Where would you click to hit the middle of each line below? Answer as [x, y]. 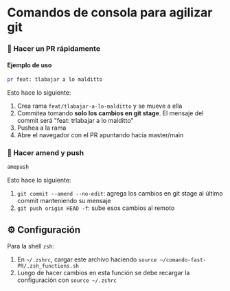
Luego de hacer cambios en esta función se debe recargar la [103, 273]
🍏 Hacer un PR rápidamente [54, 49]
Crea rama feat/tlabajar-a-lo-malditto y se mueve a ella [100, 106]
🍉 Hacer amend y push [46, 153]
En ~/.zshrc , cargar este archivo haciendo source [87, 259]
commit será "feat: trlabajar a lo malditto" [75, 121]
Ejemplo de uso [30, 65]
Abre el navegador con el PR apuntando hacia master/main [100, 135]
